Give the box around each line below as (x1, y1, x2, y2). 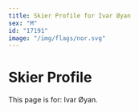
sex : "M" (8, 19, 38, 27)
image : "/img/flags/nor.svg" (8, 34, 106, 42)
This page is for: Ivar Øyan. (8, 95, 98, 105)
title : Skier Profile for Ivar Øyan (8, 11, 131, 20)
